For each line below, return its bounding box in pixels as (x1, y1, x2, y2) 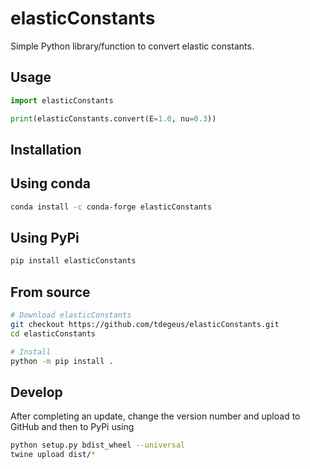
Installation (10, 141, 82, 158)
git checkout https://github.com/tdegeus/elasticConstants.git (10, 319, 280, 329)
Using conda (10, 175, 91, 192)
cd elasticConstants (10, 328, 97, 339)
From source (10, 283, 91, 301)
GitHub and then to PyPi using (10, 421, 135, 433)
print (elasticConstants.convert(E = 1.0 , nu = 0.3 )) (10, 113, 217, 124)
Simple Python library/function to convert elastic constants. (10, 40, 255, 52)
